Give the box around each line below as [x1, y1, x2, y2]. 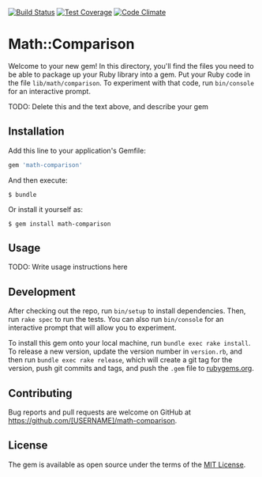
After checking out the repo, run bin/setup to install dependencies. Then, [8, 306, 246, 316]
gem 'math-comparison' [8, 161, 83, 169]
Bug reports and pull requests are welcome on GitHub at [8, 407, 192, 417]
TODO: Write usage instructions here [8, 262, 128, 272]
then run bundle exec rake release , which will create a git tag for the [8, 355, 233, 365]
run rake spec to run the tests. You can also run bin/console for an [8, 315, 224, 324]
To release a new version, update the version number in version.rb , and [8, 346, 243, 356]
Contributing [8, 386, 73, 399]
